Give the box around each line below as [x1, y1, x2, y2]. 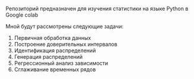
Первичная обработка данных [14, 34, 91, 41]
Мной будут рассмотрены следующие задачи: [5, 23, 124, 30]
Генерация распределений [14, 53, 83, 60]
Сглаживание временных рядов [14, 66, 96, 73]
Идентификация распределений [14, 47, 96, 54]
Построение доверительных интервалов [14, 41, 117, 48]
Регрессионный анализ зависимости [14, 59, 109, 67]
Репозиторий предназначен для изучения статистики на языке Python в [5, 5, 189, 12]
